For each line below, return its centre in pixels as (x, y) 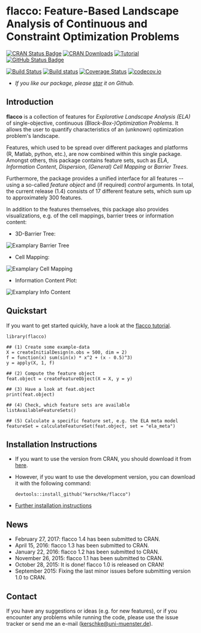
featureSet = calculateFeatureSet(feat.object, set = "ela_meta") (91, 426)
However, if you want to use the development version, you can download (105, 477)
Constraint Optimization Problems (93, 37)
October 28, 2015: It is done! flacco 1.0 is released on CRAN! (89, 565)
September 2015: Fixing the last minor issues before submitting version (103, 571)
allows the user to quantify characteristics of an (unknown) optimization (95, 129)
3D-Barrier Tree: (35, 234)
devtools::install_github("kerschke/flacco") (73, 494)
